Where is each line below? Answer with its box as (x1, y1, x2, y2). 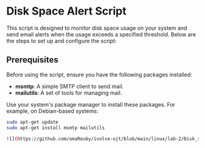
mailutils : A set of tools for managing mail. (15, 89, 123, 96)
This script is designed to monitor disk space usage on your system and (6, 24, 187, 32)
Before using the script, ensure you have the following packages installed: (6, 71, 192, 78)
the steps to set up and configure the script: (6, 37, 117, 44)
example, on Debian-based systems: (6, 107, 99, 115)
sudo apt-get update (6, 119, 59, 125)
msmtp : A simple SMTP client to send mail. (15, 82, 124, 90)
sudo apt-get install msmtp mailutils (6, 124, 105, 131)
